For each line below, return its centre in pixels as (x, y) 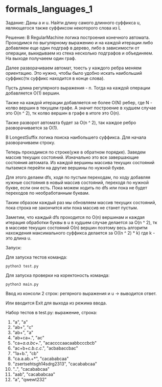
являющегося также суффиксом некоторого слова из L (63, 28)
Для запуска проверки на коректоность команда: (58, 275)
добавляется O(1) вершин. (33, 93)
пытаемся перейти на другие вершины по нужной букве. (65, 168)
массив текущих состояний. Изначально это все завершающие (72, 157)
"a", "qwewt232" (30, 379)
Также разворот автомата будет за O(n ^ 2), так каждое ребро (71, 122)
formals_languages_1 (49, 9)
